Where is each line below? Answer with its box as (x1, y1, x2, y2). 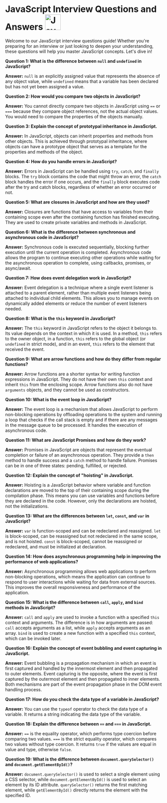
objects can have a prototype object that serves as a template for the (5, 143, 147, 149)
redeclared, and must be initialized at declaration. (5, 543, 107, 549)
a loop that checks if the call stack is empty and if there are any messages (5, 417, 158, 423)
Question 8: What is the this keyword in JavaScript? (5, 315, 116, 321)
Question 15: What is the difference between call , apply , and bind (5, 599, 144, 605)
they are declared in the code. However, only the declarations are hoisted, (5, 498, 157, 504)
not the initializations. (5, 503, 49, 509)
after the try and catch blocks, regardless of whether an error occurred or (5, 184, 157, 190)
